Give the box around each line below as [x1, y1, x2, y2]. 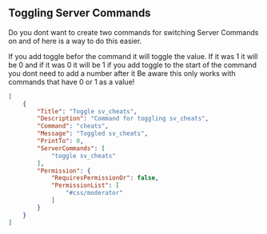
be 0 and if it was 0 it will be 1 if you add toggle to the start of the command [8, 60, 257, 69]
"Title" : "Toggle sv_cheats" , [37, 107, 137, 115]
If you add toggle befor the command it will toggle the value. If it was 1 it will [8, 51, 258, 61]
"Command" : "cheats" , [37, 122, 110, 130]
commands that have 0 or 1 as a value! [8, 77, 135, 86]
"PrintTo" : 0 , [37, 137, 84, 145]
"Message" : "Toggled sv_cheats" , [37, 129, 149, 138]
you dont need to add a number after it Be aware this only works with [8, 68, 236, 78]
